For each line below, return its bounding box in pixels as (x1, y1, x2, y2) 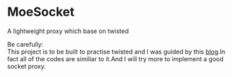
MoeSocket (7, 4, 75, 20)
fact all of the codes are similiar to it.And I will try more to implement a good (7, 54, 224, 63)
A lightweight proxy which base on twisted (7, 27, 129, 35)
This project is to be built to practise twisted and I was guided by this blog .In (7, 47, 226, 56)
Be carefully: (7, 40, 44, 48)
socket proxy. (7, 62, 47, 70)
